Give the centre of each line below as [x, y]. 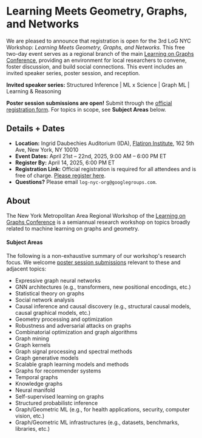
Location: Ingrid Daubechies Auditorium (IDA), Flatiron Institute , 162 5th [104, 143]
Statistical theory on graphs [50, 293]
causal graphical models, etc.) [53, 312]
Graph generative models [47, 358]
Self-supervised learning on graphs [59, 396]
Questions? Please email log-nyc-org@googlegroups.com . [86, 182]
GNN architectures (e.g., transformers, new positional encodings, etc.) [103, 287]
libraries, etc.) [32, 428]
